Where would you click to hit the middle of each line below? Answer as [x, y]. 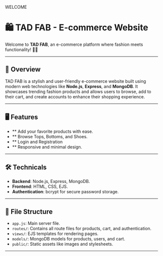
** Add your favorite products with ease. [52, 131]
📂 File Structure [29, 211]
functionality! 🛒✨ [22, 49]
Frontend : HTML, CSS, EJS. [40, 186]
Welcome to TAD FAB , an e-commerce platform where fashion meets [74, 44]
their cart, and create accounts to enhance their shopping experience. [75, 96]
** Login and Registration [37, 142]
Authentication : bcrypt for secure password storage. [65, 192]
